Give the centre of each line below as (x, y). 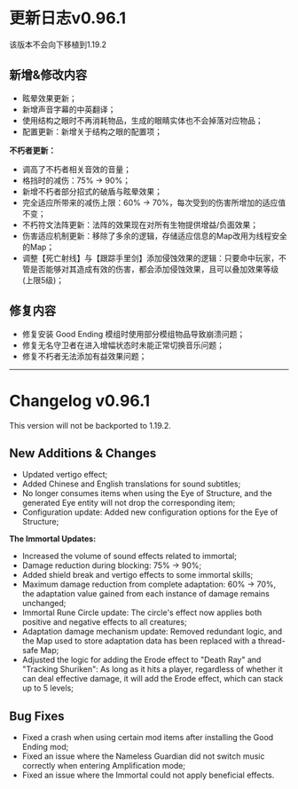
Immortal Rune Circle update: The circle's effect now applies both (142, 612)
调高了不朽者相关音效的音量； (76, 169)
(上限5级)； (43, 280)
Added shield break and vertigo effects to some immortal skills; (137, 575)
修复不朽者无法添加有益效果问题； (84, 356)
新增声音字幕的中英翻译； (69, 109)
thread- (271, 641)
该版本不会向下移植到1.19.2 (58, 44)
